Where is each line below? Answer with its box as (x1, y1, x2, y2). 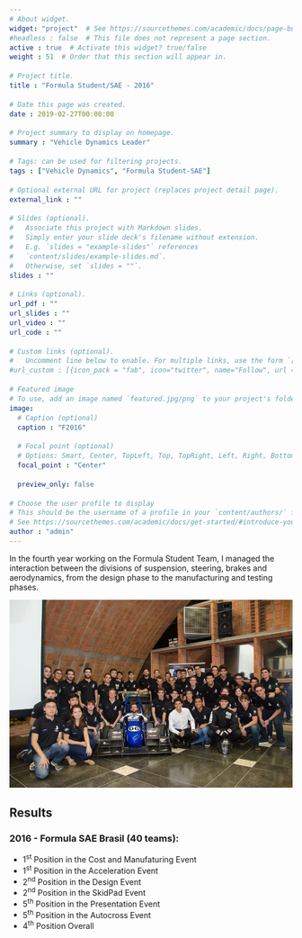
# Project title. (9, 72, 75, 81)
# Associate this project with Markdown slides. (9, 223, 203, 233)
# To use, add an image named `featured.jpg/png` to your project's (9, 394, 271, 403)
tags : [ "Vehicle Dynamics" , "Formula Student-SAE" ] (9, 167, 211, 176)
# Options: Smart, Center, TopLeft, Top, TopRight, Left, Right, (17, 451, 268, 461)
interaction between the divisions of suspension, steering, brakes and (9, 563, 268, 573)
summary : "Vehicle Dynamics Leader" (9, 138, 151, 148)
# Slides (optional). (9, 214, 91, 223)
